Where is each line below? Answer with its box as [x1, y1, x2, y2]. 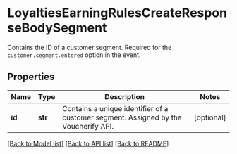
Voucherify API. [62, 121, 114, 131]
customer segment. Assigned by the [62, 113, 182, 122]
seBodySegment [7, 20, 107, 36]
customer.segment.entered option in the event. [7, 51, 141, 59]
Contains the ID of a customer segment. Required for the [7, 43, 172, 51]
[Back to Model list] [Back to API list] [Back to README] [7, 139, 169, 148]
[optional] [193, 113, 226, 122]
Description [104, 91, 145, 101]
